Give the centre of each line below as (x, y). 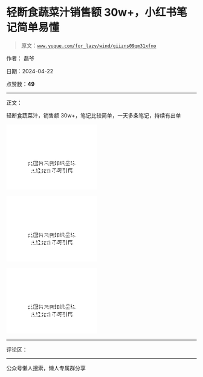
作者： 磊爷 (20, 58)
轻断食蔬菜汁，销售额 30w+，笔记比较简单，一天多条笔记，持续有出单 (94, 115)
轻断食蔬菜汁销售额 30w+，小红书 (92, 12)
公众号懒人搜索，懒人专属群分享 (46, 368)
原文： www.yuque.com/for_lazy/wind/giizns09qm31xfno (89, 45)
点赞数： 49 (21, 84)
